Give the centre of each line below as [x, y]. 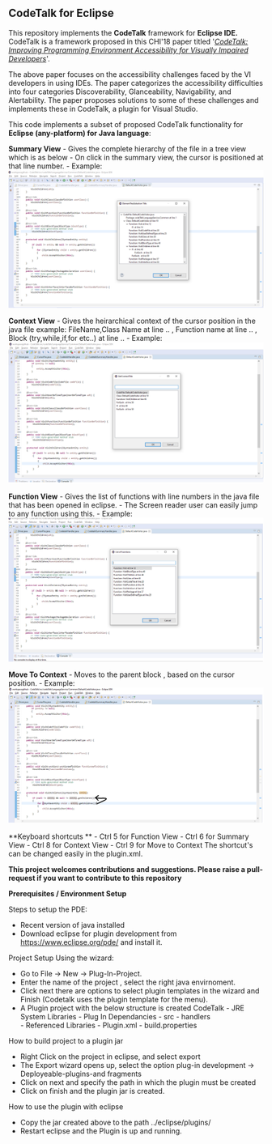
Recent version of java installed [72, 925]
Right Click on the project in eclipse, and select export [110, 1057]
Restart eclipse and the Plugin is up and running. [101, 1131]
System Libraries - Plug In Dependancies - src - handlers [115, 1017]
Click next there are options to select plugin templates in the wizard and [140, 991]
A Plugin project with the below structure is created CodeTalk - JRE [132, 1008]
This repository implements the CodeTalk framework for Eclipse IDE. [123, 32]
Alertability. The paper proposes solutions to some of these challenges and [134, 100]
